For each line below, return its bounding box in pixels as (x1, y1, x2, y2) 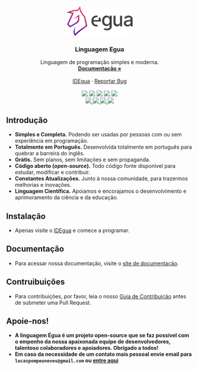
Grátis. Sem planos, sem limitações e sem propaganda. (14, 156, 151, 163)
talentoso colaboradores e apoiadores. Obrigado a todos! (14, 345, 159, 352)
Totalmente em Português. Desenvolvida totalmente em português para (14, 143, 193, 151)
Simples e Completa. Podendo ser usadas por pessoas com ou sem (14, 131, 182, 138)
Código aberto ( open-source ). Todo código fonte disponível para (14, 162, 176, 170)
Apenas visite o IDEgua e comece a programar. (14, 227, 130, 234)
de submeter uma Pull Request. (14, 299, 92, 306)
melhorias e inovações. (14, 181, 72, 189)
